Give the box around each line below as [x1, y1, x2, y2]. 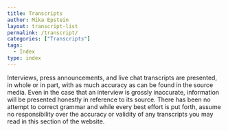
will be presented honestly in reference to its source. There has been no [7, 95, 211, 104]
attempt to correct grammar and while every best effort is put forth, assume [7, 102, 221, 110]
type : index [7, 55, 41, 62]
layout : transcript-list [7, 23, 78, 29]
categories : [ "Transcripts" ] [7, 36, 91, 43]
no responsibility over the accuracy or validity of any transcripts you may [7, 110, 214, 118]
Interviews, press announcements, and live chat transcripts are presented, [7, 73, 218, 82]
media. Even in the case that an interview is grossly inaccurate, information [7, 88, 220, 96]
